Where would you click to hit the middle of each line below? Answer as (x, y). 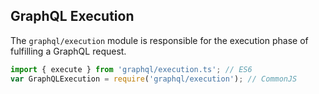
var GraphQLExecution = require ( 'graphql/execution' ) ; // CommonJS (154, 79)
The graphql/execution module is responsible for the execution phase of (159, 40)
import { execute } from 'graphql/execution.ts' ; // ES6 (131, 69)
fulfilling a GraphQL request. (68, 51)
